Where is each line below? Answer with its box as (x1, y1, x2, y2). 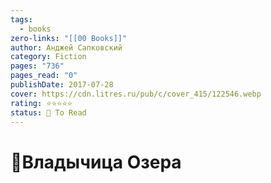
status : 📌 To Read (10, 107, 87, 118)
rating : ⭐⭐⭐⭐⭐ (10, 98, 73, 108)
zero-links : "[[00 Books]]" (10, 33, 128, 43)
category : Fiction (10, 52, 87, 62)
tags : (10, 14, 33, 25)
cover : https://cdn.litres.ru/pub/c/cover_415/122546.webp (10, 89, 262, 99)
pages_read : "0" (10, 71, 78, 81)
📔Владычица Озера (10, 151, 182, 173)
